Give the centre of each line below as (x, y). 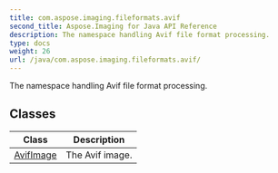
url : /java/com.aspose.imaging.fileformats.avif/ (105, 60)
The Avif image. (99, 155)
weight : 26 (30, 52)
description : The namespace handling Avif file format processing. (140, 34)
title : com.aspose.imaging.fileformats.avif (95, 18)
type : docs (30, 43)
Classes (33, 114)
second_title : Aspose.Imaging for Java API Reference (114, 26)
